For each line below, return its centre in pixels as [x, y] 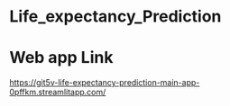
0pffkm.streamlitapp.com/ [58, 93]
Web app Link [61, 58]
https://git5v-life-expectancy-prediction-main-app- [105, 83]
